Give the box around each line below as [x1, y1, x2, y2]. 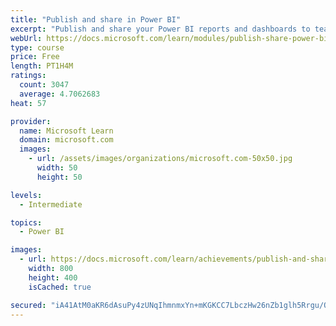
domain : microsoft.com [19, 135, 114, 145]
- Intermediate [19, 199, 83, 210]
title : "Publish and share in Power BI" [10, 14, 182, 25]
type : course [10, 42, 65, 53]
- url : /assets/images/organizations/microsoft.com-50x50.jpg [28, 154, 293, 164]
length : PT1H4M [10, 61, 74, 71]
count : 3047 [19, 80, 70, 90]
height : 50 [36, 172, 83, 182]
